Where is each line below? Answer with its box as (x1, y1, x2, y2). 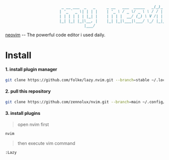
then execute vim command (17, 140, 75, 146)
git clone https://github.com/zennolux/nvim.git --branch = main (5, 99, 141, 104)
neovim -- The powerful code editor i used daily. (5, 32, 106, 38)
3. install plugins (5, 110, 41, 116)
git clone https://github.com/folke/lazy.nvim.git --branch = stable (5, 77, 150, 82)
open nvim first (17, 121, 49, 127)
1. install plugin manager (5, 66, 57, 72)
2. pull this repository (5, 88, 51, 94)
